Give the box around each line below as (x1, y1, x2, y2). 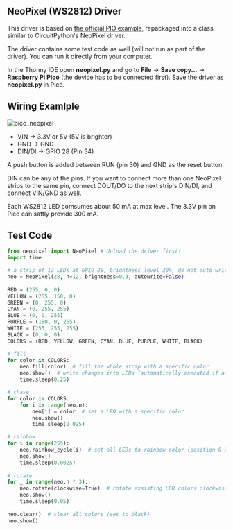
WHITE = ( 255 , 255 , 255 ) (7, 325, 79, 332)
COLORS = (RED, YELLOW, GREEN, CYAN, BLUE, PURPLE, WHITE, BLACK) (7, 338, 203, 345)
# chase (7, 388, 30, 396)
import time (7, 255, 42, 262)
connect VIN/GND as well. (7, 189, 82, 197)
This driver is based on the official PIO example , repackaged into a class (7, 24, 214, 32)
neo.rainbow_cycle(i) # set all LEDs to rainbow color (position (19, 447, 216, 454)
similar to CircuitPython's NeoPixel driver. (7, 31, 126, 40)
